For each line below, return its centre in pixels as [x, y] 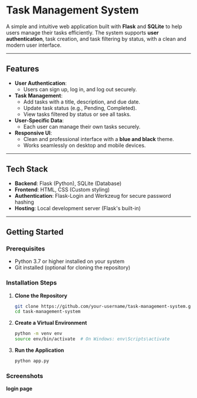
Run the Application [39, 350]
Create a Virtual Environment [51, 323]
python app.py [32, 361]
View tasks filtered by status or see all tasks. [77, 114]
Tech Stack [27, 169]
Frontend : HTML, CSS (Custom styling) [62, 189]
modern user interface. [34, 45]
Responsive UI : [33, 133]
